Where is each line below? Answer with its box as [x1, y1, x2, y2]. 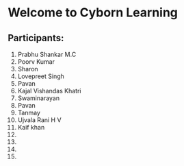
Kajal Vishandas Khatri [17, 87, 81, 95]
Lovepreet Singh [17, 72, 64, 80]
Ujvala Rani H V [17, 116, 62, 124]
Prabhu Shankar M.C [17, 50, 77, 58]
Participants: [8, 32, 64, 44]
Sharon [17, 65, 38, 73]
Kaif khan [17, 123, 45, 131]
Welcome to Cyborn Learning [8, 5, 179, 21]
